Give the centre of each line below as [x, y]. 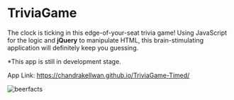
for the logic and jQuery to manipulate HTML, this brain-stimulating [106, 40]
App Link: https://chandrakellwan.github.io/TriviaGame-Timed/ [99, 75]
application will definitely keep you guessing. [73, 48]
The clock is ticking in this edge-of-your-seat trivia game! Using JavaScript [117, 33]
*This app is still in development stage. [65, 61]
